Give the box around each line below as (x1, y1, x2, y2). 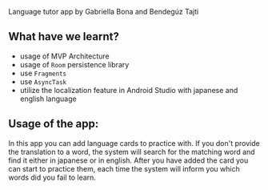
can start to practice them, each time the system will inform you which (8, 164, 240, 173)
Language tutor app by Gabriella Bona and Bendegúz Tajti (8, 7, 199, 16)
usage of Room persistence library (19, 59, 130, 69)
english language (19, 94, 78, 103)
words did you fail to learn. (8, 172, 96, 182)
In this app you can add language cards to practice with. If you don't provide (8, 138, 260, 148)
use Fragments (19, 68, 67, 78)
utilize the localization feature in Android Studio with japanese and (19, 85, 238, 95)
